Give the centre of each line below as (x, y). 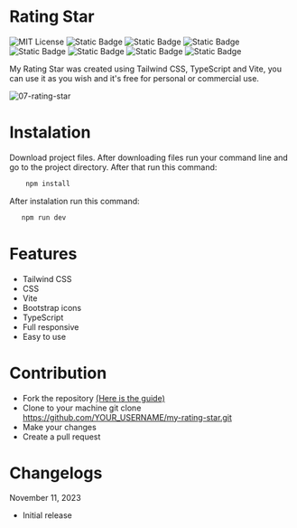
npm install (48, 184)
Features (43, 254)
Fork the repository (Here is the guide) (93, 398)
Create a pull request (61, 437)
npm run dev (44, 217)
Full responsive (51, 326)
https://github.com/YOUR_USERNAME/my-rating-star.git (127, 417)
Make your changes (59, 427)
